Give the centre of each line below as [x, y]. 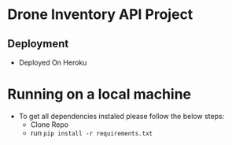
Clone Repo [49, 125]
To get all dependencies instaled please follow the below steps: [122, 116]
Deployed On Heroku [53, 62]
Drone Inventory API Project [100, 15]
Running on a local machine [99, 94]
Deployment [38, 44]
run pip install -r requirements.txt [92, 132]
